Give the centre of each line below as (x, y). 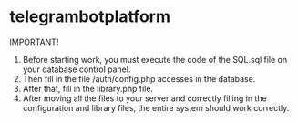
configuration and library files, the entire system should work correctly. (156, 107)
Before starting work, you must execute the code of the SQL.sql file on (155, 59)
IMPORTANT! (34, 42)
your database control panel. (77, 69)
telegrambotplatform (90, 17)
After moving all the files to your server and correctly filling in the (144, 98)
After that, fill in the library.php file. (87, 88)
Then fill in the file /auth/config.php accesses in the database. (139, 78)
